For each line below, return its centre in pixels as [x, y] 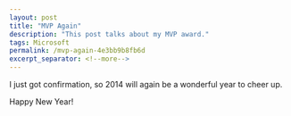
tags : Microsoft [39, 42]
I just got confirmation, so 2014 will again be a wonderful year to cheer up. [146, 84]
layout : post [33, 17]
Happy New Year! [42, 102]
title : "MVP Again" [46, 26]
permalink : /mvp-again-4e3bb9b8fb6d [77, 51]
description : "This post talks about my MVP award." [109, 34]
